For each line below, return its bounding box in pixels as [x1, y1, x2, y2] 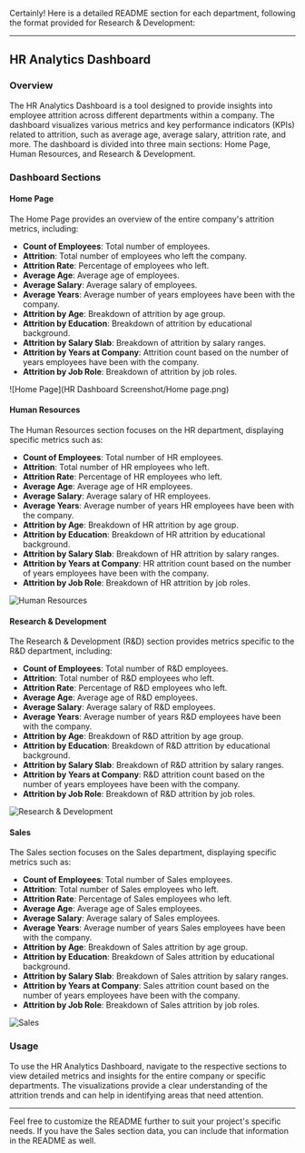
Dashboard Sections [9, 171, 102, 183]
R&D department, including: [9, 645, 113, 656]
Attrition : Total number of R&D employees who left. [22, 673, 215, 684]
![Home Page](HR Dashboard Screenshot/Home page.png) [9, 383, 230, 394]
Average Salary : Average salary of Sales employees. [22, 912, 221, 924]
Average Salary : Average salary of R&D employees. [22, 702, 216, 713]
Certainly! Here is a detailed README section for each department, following [9, 8, 296, 18]
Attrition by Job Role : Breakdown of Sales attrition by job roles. [22, 1000, 261, 1010]
